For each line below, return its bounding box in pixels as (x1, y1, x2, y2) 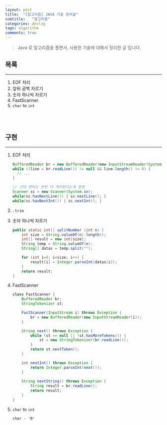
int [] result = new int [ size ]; (21, 237, 86, 242)
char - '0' (12, 416, 35, 421)
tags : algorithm (5, 26, 39, 31)
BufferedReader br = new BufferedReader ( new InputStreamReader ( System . (12, 162, 164, 167)
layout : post (5, 7, 32, 12)
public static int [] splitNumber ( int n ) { (12, 227, 104, 232)
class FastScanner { (12, 292, 55, 297)
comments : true (5, 30, 37, 35)
